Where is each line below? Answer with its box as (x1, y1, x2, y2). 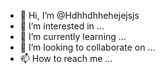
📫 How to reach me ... (19, 53, 113, 64)
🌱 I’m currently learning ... (19, 31, 127, 42)
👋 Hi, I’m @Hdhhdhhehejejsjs (19, 10, 140, 21)
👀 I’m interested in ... (19, 20, 105, 32)
